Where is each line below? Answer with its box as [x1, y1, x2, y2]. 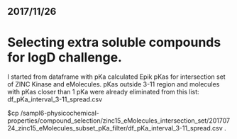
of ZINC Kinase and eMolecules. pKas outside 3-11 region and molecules [7, 80, 220, 89]
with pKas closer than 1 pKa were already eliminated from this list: [7, 88, 200, 96]
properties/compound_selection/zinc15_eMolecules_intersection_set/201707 [7, 116, 231, 125]
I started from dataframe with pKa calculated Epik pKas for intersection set [7, 72, 226, 81]
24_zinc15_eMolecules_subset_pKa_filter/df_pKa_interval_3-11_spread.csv [7, 124, 224, 133]
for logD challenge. [7, 49, 123, 65]
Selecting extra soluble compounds [7, 34, 221, 50]
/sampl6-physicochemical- [20, 109, 99, 118]
